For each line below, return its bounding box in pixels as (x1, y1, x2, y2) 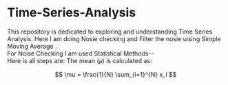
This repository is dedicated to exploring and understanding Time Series (7, 27, 213, 36)
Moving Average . (7, 42, 57, 50)
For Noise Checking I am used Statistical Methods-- (7, 49, 154, 58)
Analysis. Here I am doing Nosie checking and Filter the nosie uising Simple (7, 34, 222, 42)
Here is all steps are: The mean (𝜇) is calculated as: (7, 56, 152, 64)
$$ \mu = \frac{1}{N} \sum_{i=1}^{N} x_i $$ (54, 70, 177, 78)
